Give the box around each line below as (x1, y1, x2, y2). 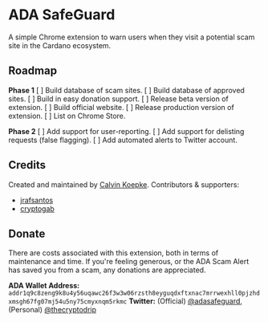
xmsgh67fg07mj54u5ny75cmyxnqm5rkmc (8, 298, 128, 306)
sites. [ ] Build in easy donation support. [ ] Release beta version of (8, 94, 229, 104)
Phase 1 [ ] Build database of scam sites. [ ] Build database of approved (8, 85, 245, 95)
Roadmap (8, 64, 58, 78)
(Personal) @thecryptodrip (8, 305, 97, 315)
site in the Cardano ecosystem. (8, 40, 112, 50)
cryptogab (19, 203, 55, 214)
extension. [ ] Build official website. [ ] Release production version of (8, 102, 234, 112)
